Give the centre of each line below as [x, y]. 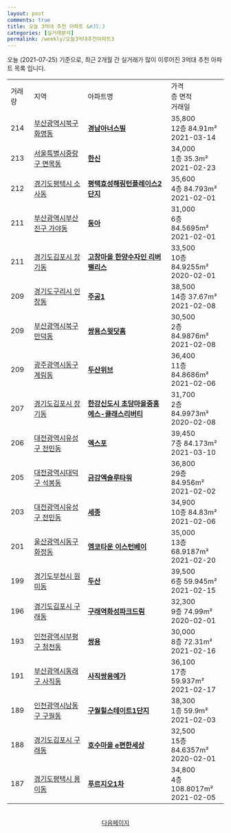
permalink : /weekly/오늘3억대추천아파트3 [61, 39]
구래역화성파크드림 [116, 611]
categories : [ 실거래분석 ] [41, 33]
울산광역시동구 [56, 542]
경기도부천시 [53, 576]
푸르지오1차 [106, 784]
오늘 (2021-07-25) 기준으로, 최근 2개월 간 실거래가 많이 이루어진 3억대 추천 [108, 60]
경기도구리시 [53, 292]
